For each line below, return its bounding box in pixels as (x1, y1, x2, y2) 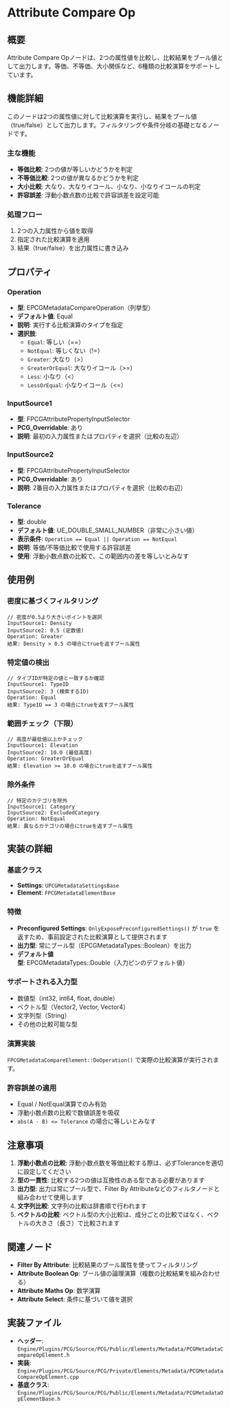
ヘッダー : (16, 1336, 43, 1345)
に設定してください (16, 1168, 71, 1176)
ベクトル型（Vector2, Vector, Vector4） (16, 1003, 130, 1011)
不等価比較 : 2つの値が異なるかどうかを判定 (16, 174, 139, 182)
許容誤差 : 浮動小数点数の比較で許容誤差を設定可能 (16, 191, 159, 199)
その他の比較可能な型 (16, 1020, 78, 1028)
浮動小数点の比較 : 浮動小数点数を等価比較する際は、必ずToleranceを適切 (16, 1159, 224, 1167)
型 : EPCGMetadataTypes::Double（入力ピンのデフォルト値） (16, 958, 189, 967)
